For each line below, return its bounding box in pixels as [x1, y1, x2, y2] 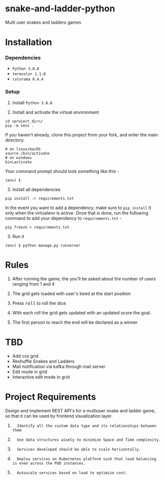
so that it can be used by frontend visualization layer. [5, 413, 113, 419]
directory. [5, 137, 25, 143]
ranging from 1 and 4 [12, 281, 55, 287]
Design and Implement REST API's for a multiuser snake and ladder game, [5, 407, 156, 413]
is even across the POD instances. [12, 461, 86, 466]
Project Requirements [5, 391, 96, 402]
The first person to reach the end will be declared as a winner [12, 319, 138, 325]
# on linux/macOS [5, 146, 41, 151]
